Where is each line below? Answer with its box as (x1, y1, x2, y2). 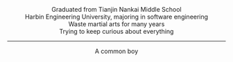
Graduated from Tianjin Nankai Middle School (51, 6, 182, 13)
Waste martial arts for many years (68, 20, 165, 28)
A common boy (94, 47, 139, 55)
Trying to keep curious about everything (59, 28, 174, 35)
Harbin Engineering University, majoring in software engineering (24, 12, 209, 21)
